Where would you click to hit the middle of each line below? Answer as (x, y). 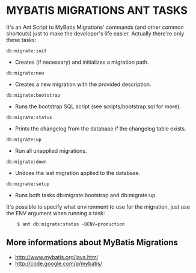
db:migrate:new (25, 73)
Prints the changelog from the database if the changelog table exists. (100, 128)
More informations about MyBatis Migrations (92, 243)
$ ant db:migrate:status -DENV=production (71, 224)
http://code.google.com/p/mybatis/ (58, 263)
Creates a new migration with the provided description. (83, 84)
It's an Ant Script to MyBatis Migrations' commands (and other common (95, 27)
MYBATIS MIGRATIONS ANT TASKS (97, 11)
